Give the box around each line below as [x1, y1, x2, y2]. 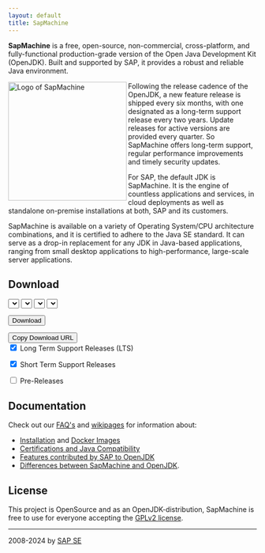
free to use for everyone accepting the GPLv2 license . [8, 513, 184, 522]
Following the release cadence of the [128, 81, 248, 91]
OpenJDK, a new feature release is [128, 89, 241, 99]
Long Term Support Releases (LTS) [19, 343, 134, 353]
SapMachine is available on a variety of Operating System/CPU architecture [8, 221, 255, 230]
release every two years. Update [128, 115, 234, 124]
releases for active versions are [128, 123, 230, 133]
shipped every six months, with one [128, 98, 244, 108]
